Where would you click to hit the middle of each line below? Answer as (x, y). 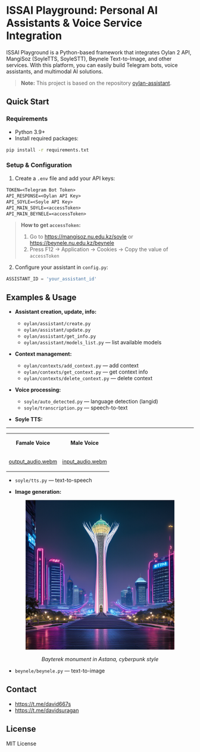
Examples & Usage (41, 297)
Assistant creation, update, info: (56, 312)
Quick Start (28, 102)
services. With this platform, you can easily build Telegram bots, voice (92, 65)
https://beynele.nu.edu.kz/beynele (72, 243)
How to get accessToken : (51, 225)
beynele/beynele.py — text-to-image (60, 671)
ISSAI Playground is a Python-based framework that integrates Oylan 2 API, (99, 52)
